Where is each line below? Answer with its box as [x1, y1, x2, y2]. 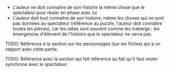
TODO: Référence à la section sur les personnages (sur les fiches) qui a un [5, 41, 160, 47]
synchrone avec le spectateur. [5, 61, 68, 67]
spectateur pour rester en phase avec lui [12, 10, 97, 16]
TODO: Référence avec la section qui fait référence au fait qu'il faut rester [5, 56, 158, 62]
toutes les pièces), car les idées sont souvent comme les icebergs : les [12, 26, 160, 32]
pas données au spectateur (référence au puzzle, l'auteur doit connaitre [12, 20, 162, 26]
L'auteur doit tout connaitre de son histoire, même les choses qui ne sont [12, 15, 164, 21]
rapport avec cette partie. [5, 46, 59, 52]
